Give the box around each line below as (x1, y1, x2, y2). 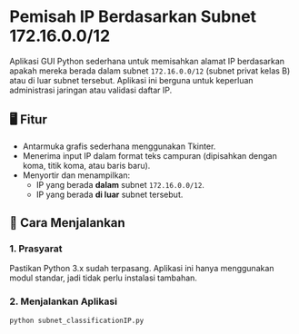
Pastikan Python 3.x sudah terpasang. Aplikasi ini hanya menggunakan (9, 263, 274, 274)
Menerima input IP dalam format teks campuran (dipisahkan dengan (22, 150, 277, 161)
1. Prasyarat (9, 242, 63, 255)
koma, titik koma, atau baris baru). (22, 160, 151, 171)
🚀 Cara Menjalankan (9, 215, 125, 231)
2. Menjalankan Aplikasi (9, 295, 118, 308)
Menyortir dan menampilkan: (22, 170, 130, 181)
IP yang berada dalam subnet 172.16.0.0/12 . (35, 179, 204, 190)
